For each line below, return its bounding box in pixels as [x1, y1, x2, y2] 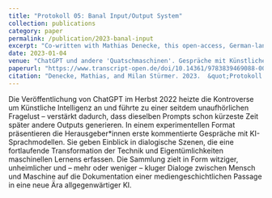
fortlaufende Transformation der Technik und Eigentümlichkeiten [8, 145, 224, 155]
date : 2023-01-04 [8, 49, 67, 57]
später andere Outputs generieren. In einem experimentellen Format [8, 120, 236, 129]
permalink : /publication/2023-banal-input [8, 34, 154, 43]
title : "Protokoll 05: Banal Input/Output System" [8, 11, 183, 20]
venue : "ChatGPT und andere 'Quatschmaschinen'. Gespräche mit [8, 57, 227, 65]
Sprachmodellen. [8, 137, 66, 146]
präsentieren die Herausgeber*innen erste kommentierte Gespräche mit [8, 128, 249, 138]
